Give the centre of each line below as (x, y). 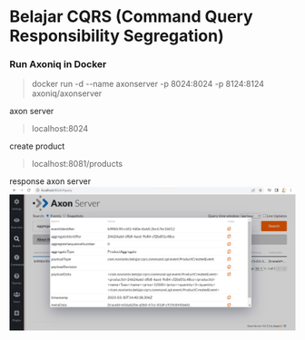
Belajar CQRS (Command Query (131, 17)
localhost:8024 (60, 129)
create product (37, 146)
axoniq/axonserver (67, 93)
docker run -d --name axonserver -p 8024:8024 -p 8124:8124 (148, 84)
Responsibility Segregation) (117, 36)
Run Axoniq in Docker (58, 64)
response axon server (50, 181)
